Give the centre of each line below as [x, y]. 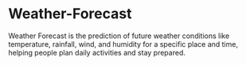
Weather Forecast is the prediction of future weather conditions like [119, 36]
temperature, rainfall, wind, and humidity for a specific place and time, [123, 44]
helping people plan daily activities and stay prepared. [97, 52]
